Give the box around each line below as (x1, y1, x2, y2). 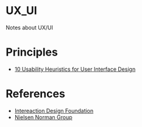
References (5, 87, 65, 101)
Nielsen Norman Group (14, 114, 73, 121)
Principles (5, 45, 59, 59)
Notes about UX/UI (5, 24, 53, 31)
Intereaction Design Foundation (14, 107, 94, 114)
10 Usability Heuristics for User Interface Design (14, 65, 136, 73)
